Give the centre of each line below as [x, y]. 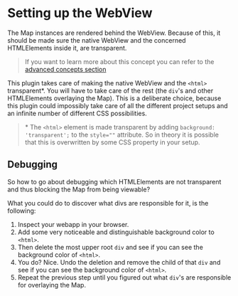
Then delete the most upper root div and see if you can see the [110, 247]
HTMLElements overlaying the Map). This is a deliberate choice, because [114, 98]
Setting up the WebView [80, 13]
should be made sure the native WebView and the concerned [97, 40]
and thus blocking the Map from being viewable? [79, 189]
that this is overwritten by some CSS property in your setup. [112, 142]
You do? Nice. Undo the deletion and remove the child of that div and [119, 262]
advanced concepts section [65, 69]
